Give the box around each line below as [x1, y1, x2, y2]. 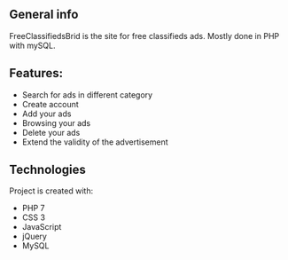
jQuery [21, 231, 47, 242]
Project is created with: [9, 185, 94, 196]
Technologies [9, 162, 87, 177]
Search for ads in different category [21, 89, 153, 100]
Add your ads [21, 108, 72, 119]
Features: [9, 66, 64, 81]
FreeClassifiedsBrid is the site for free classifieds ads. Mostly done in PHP [9, 30, 280, 41]
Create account [21, 98, 80, 109]
